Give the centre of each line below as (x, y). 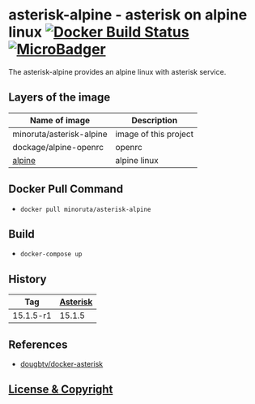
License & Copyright (61, 390)
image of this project (155, 134)
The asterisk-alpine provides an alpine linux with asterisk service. (117, 71)
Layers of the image (59, 98)
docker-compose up (51, 254)
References (38, 344)
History (28, 279)
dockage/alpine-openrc (58, 147)
